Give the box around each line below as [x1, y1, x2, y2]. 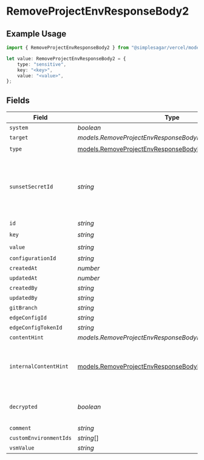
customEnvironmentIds [9, 434, 72, 442]
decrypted [9, 403, 38, 411]
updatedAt [9, 275, 38, 281]
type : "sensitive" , [17, 61, 67, 68]
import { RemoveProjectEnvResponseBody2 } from [6, 44, 129, 51]
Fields [6, 95, 30, 105]
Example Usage [6, 29, 67, 39]
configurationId [9, 255, 56, 262]
